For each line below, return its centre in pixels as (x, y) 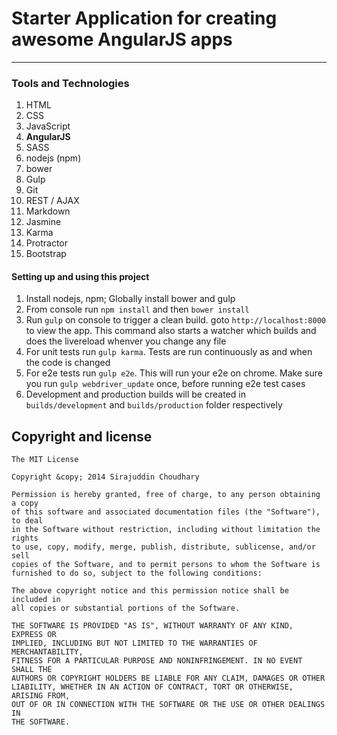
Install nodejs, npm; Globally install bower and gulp (130, 299)
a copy (25, 503)
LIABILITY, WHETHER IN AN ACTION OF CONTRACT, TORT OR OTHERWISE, (152, 687)
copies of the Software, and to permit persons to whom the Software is (166, 565)
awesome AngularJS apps (122, 39)
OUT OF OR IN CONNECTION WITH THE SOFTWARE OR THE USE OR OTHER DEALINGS (168, 705)
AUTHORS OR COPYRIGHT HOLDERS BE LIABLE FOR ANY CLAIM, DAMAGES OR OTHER (168, 678)
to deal (27, 521)
